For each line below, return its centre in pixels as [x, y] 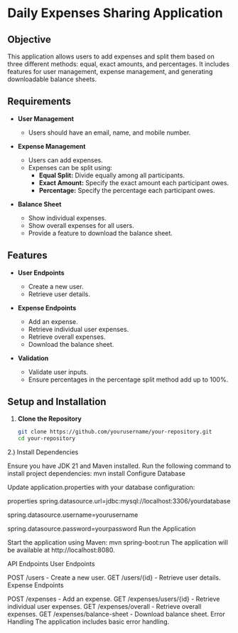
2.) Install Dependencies [43, 452]
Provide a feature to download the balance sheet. [100, 233]
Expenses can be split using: [70, 167]
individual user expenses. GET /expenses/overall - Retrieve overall [104, 607]
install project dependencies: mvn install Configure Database [97, 474]
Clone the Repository [49, 419]
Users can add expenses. [65, 160]
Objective [29, 40]
